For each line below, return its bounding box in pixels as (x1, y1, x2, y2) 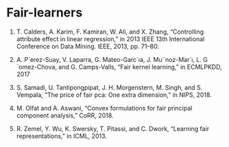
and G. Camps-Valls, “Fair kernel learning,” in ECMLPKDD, (58, 63, 222, 71)
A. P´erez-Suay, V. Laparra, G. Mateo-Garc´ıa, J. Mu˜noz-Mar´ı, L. (16, 55, 202, 63)
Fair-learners (6, 5, 83, 21)
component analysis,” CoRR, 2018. (16, 111, 114, 120)
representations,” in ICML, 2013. (16, 132, 108, 140)
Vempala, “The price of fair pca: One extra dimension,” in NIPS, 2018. (16, 91, 212, 99)
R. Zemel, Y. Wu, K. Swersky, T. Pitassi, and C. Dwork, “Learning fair (16, 124, 210, 133)
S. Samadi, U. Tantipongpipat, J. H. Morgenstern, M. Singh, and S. (16, 83, 203, 91)
